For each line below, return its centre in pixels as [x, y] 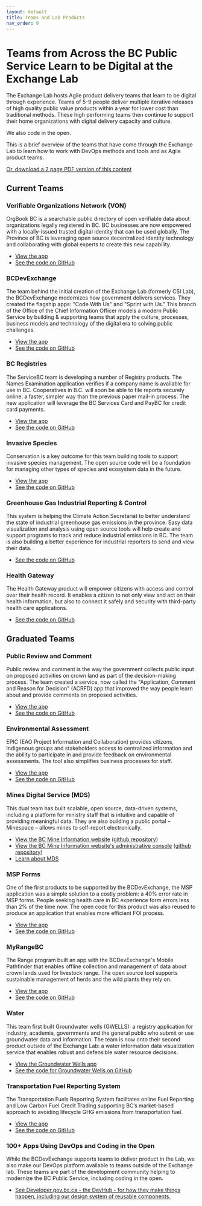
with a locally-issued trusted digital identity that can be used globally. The [98, 231]
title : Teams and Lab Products [46, 18]
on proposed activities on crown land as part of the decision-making [91, 676]
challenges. [21, 330]
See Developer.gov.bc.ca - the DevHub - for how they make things [98, 1190]
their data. [19, 548]
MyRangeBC [25, 946]
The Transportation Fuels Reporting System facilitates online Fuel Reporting [100, 1099]
